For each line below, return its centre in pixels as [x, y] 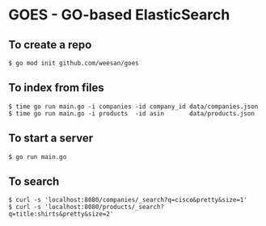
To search [34, 182]
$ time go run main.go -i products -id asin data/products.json [131, 113]
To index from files [57, 88]
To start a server [51, 138]
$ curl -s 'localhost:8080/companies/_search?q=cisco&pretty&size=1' [128, 200]
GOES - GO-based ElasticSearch [119, 15]
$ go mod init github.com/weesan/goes [74, 63]
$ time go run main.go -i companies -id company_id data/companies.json [133, 107]
